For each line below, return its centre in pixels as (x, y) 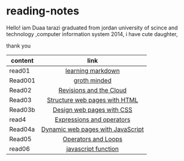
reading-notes (43, 11)
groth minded (93, 80)
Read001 (22, 80)
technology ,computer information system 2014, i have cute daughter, (92, 34)
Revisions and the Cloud (93, 90)
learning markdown (92, 70)
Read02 (20, 90)
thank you (19, 46)
